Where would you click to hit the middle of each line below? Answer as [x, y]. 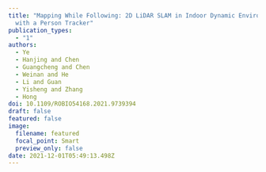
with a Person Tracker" [54, 23]
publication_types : [40, 30]
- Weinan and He [42, 75]
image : [19, 126]
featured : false [35, 119]
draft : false [30, 112]
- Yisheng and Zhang [49, 89]
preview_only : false [49, 148]
